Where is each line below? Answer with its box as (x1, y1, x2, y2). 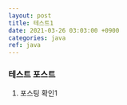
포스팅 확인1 (19, 88, 58, 98)
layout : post (8, 11, 52, 20)
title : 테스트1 (8, 19, 54, 27)
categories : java (8, 33, 66, 42)
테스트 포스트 (8, 69, 56, 80)
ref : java (8, 41, 42, 49)
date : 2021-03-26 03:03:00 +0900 (8, 26, 120, 34)
